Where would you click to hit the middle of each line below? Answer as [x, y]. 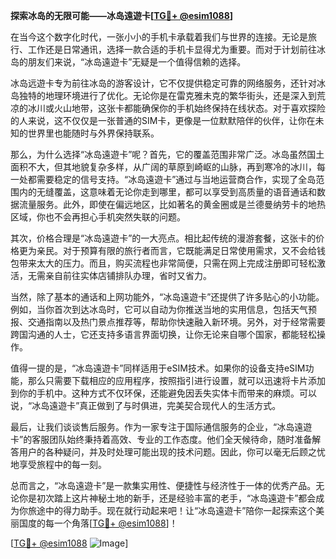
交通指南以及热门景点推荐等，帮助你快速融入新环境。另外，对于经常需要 [176, 322]
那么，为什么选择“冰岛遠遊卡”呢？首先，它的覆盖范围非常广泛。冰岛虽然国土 [167, 154]
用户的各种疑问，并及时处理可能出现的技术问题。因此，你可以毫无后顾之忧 [172, 452]
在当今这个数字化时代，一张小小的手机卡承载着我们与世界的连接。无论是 [159, 37]
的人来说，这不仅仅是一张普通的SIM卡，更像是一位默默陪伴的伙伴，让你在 [163, 120]
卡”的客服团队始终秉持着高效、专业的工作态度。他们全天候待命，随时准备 [161, 439]
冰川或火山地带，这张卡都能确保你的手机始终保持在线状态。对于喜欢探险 [176, 108]
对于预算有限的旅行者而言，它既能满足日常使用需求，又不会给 [189, 250]
